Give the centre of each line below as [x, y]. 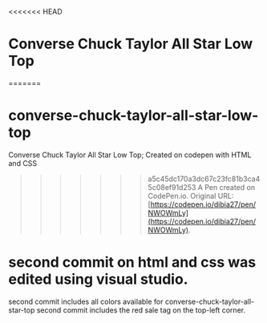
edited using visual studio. [98, 279]
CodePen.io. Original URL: [191, 196]
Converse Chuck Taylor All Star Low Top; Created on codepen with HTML [130, 155]
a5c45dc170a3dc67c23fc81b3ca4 [204, 179]
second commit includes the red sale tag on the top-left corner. [141, 310]
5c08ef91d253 [172, 187]
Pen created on [229, 187]
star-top [22, 310]
